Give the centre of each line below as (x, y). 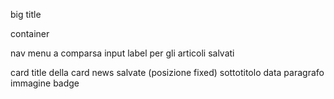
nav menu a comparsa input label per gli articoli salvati (122, 53)
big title (26, 14)
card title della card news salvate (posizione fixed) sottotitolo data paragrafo (167, 72)
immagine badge (45, 83)
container (30, 33)
